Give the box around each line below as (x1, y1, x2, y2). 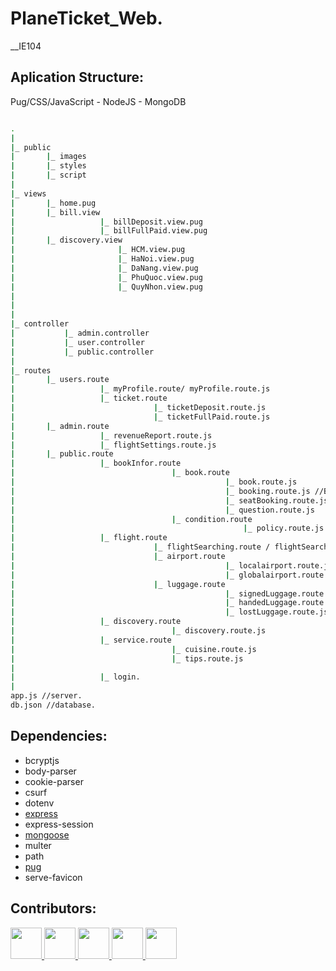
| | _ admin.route (10, 421, 110, 431)
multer (24, 839, 52, 851)
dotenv (24, 797, 55, 809)
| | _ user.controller (10, 337, 145, 347)
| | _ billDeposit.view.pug (10, 217, 203, 227)
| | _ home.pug (10, 198, 97, 208)
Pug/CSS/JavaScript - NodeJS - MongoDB (10, 95, 187, 107)
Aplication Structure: (10, 69, 145, 86)
